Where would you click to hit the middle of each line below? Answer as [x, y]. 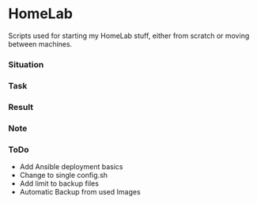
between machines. [40, 43]
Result [21, 107]
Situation [26, 64]
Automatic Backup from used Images [80, 191]
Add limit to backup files [59, 183]
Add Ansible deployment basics [71, 166]
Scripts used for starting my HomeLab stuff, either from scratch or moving [129, 36]
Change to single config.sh [64, 175]
